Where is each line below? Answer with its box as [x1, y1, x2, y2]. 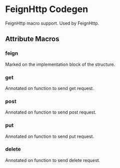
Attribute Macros [5, 35, 59, 43]
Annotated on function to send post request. [5, 109, 96, 115]
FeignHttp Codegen [5, 4, 88, 15]
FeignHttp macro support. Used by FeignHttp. [5, 20, 99, 26]
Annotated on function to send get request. [5, 85, 94, 91]
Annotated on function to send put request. [5, 133, 94, 139]
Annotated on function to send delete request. [5, 157, 100, 163]
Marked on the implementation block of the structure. [5, 61, 115, 67]
